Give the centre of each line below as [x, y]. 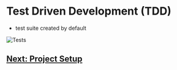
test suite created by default [51, 28]
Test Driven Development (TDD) [89, 11]
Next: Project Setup [44, 59]
